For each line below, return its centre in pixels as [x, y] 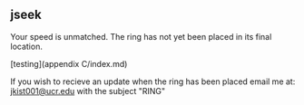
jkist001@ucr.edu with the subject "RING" [88, 91]
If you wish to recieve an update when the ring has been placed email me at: [153, 81]
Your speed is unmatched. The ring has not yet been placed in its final [141, 36]
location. [27, 46]
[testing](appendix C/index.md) [69, 63]
